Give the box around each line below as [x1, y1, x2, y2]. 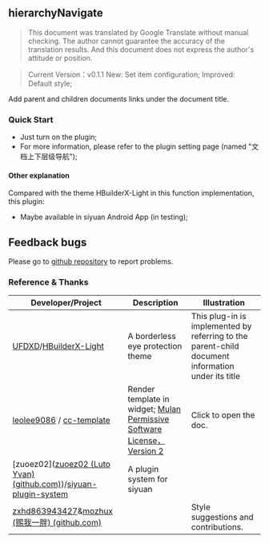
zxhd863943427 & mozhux [12, 505, 114, 517]
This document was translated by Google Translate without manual [27, 27, 249, 37]
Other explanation [8, 170, 70, 180]
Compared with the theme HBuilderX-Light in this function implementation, [8, 188, 255, 198]
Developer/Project [30, 297, 102, 309]
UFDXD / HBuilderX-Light [12, 341, 104, 352]
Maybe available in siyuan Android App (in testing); [19, 212, 188, 222]
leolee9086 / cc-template [12, 415, 110, 426]
